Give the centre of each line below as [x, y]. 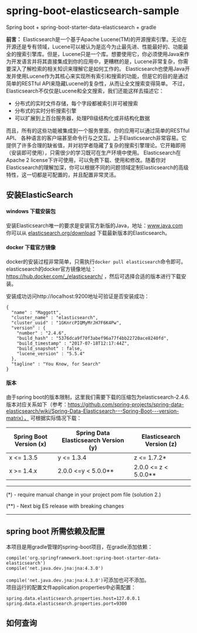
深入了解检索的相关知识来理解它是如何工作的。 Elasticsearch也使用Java [98, 68]
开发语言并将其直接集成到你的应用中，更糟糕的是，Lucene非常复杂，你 [97, 61]
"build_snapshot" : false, [50, 349]
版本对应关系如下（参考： [37, 404]
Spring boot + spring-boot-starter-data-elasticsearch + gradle [81, 27]
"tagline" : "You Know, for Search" [56, 364]
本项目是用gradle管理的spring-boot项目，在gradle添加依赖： [79, 546]
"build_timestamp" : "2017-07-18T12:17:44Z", [73, 343]
